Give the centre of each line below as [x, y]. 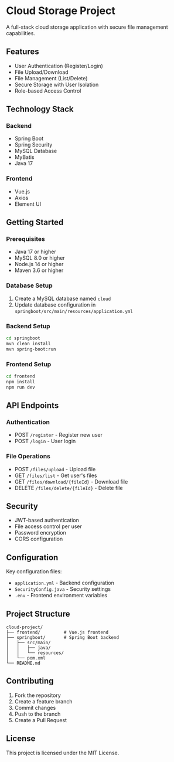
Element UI [28, 204]
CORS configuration [39, 539]
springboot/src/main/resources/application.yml [74, 311]
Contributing [30, 681]
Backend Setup [28, 326]
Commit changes [35, 707]
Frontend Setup [29, 364]
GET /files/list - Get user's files [56, 475]
